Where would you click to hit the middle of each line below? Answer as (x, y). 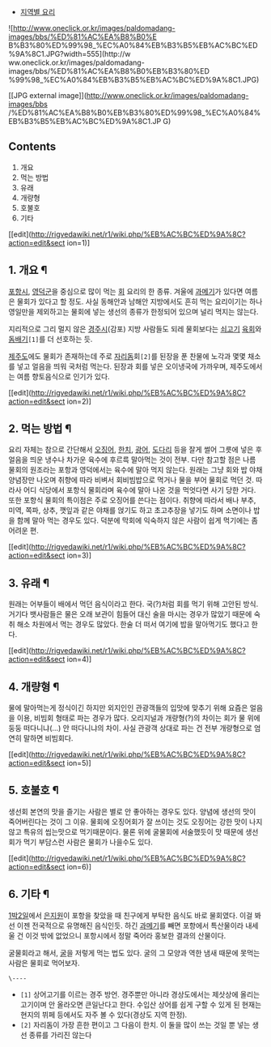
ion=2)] (79, 401)
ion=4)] (79, 660)
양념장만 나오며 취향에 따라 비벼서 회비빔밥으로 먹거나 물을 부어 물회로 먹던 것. (131, 480)
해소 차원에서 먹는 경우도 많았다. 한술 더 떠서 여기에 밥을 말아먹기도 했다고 (133, 624)
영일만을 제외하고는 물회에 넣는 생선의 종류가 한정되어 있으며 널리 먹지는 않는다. (133, 311)
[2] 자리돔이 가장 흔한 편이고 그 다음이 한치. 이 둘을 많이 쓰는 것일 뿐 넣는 (135, 1024)
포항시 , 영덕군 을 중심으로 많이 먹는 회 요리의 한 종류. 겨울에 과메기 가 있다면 (126, 291)
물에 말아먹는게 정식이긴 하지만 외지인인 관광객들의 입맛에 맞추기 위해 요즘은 (128, 708)
